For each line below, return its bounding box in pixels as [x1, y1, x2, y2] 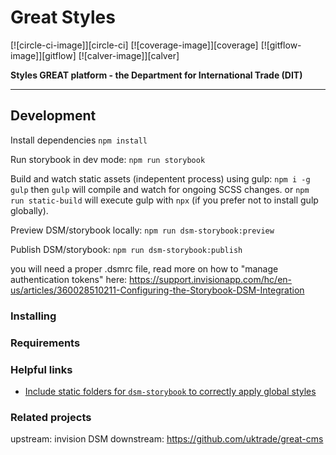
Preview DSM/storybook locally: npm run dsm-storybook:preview [10, 224, 275, 236]
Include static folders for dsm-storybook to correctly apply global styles [24, 385, 317, 397]
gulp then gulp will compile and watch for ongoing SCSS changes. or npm [10, 183, 310, 195]
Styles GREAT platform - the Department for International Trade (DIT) [10, 69, 303, 81]
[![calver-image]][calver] [78, 49, 180, 61]
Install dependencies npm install [10, 134, 148, 146]
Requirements [10, 336, 81, 350]
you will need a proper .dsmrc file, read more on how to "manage [10, 262, 279, 275]
